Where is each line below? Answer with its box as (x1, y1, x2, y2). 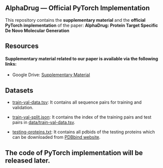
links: (5, 61, 17, 67)
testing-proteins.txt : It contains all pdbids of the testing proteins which (12, 129, 155, 135)
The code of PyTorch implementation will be (5, 148, 143, 157)
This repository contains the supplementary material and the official (5, 17, 146, 23)
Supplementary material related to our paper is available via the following (5, 55, 159, 61)
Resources (5, 42, 39, 50)
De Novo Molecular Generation (5, 27, 70, 34)
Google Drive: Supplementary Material (12, 72, 90, 78)
